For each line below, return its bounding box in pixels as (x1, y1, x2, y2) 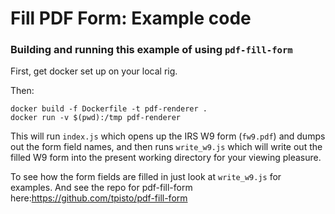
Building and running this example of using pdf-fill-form (10, 43, 293, 57)
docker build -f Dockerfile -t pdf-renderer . (10, 104, 208, 114)
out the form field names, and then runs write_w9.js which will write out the (10, 141, 323, 153)
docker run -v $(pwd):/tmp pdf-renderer (10, 113, 182, 123)
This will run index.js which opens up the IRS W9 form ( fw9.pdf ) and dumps (10, 130, 326, 142)
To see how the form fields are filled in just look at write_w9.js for (10, 171, 282, 183)
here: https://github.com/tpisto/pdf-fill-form (10, 192, 188, 204)
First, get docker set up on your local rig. (10, 65, 178, 77)
